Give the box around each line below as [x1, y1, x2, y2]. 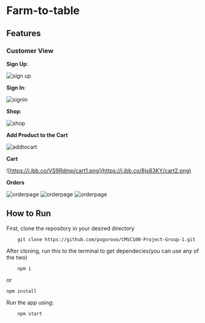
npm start [17, 310, 43, 317]
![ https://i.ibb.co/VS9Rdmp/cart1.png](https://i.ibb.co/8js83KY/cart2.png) [6, 166, 192, 174]
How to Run [6, 209, 51, 219]
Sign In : [6, 84, 26, 91]
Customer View [6, 46, 54, 55]
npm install [6, 288, 37, 294]
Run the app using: [6, 299, 54, 306]
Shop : [6, 108, 22, 115]
